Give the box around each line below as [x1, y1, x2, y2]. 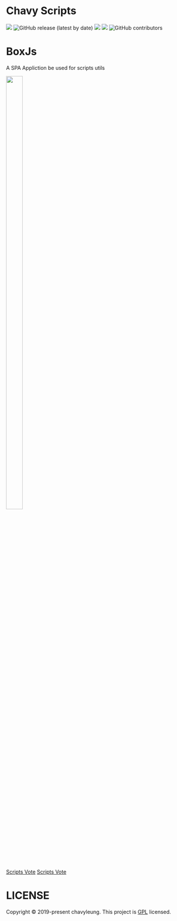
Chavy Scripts [6, 4, 77, 18]
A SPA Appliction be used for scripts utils [6, 64, 105, 71]
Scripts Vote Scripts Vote [6, 868, 67, 875]
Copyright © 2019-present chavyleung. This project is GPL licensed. [6, 908, 171, 915]
